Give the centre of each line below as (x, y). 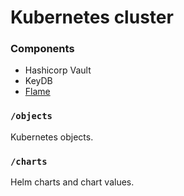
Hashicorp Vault (58, 70)
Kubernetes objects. (52, 137)
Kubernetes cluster (92, 17)
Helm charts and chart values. (72, 182)
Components (42, 49)
